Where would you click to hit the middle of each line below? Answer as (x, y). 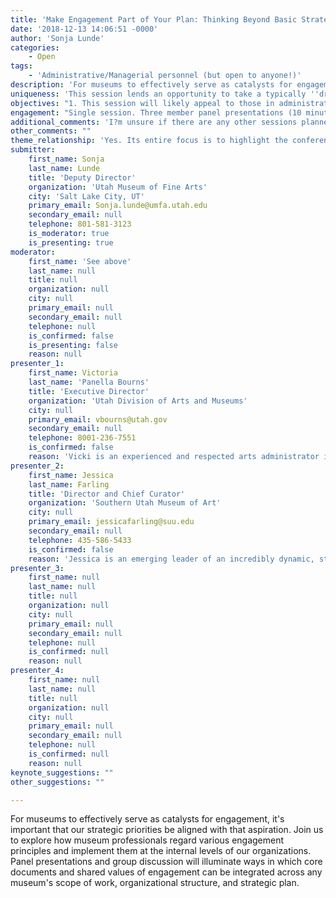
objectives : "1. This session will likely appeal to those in (142, 103)
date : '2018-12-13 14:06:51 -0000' (84, 29)
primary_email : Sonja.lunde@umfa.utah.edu (118, 206)
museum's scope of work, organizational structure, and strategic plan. (155, 883)
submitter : (33, 150)
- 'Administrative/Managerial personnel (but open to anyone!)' (165, 76)
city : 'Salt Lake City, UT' (86, 196)
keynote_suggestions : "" (62, 772)
